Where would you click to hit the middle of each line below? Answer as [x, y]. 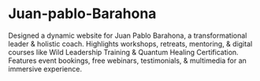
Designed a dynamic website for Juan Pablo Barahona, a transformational [128, 35]
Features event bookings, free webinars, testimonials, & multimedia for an [127, 61]
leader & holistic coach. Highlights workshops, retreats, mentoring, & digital [130, 43]
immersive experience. [45, 68]
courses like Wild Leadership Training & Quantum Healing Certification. [123, 52]
